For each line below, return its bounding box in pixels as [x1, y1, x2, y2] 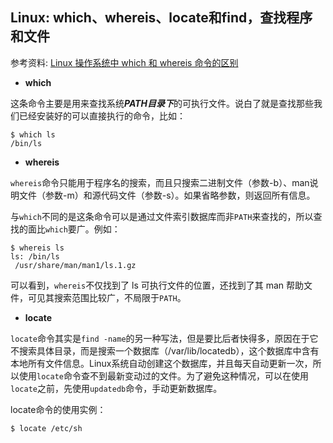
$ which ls [10, 129, 56, 140]
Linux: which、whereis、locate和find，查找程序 [10, 9, 313, 27]
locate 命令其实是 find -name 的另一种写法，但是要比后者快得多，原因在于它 [10, 332, 319, 344]
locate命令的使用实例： [10, 403, 107, 415]
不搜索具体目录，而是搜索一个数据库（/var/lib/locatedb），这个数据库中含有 [10, 344, 320, 357]
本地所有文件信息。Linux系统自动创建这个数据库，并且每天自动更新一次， [10, 357, 313, 369]
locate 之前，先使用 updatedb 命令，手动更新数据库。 [10, 382, 223, 394]
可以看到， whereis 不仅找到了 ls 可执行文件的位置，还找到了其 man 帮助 [10, 279, 305, 291]
